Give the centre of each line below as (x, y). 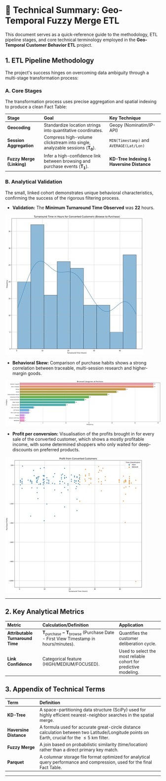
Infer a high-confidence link (72, 156)
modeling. (129, 672)
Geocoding (19, 128)
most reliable (132, 656)
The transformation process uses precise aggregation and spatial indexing (81, 102)
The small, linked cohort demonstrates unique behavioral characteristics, (79, 193)
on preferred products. (57, 450)
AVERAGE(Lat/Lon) (127, 146)
